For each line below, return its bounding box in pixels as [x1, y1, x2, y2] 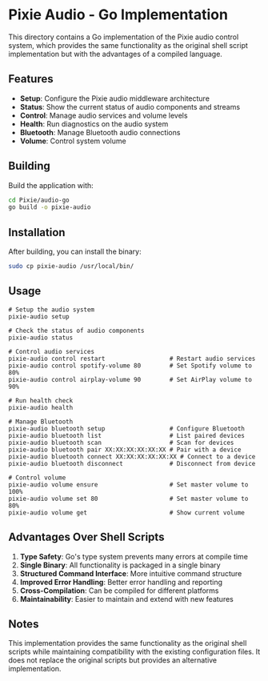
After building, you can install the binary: [8, 246, 142, 257]
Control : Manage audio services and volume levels [19, 110, 188, 120]
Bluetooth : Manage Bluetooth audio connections [19, 127, 181, 137]
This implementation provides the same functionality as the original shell [8, 639, 247, 648]
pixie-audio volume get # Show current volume [8, 508, 246, 517]
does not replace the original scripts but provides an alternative [8, 655, 218, 665]
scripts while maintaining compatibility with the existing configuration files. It [8, 647, 261, 657]
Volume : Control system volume [19, 136, 126, 146]
